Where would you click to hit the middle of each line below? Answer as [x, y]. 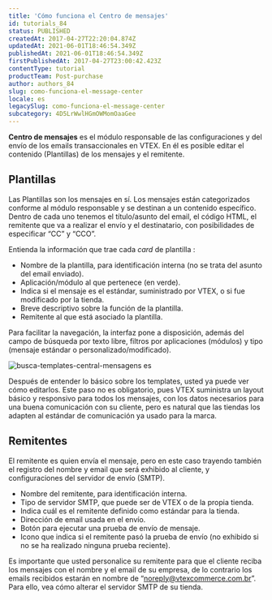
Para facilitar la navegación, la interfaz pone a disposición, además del [126, 332]
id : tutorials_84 [38, 24]
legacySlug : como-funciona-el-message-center [86, 106]
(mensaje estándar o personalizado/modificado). [90, 349]
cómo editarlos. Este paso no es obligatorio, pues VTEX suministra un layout [136, 389]
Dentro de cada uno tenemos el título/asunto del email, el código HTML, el [133, 216]
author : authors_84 [41, 84]
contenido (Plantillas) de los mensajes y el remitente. [97, 154]
